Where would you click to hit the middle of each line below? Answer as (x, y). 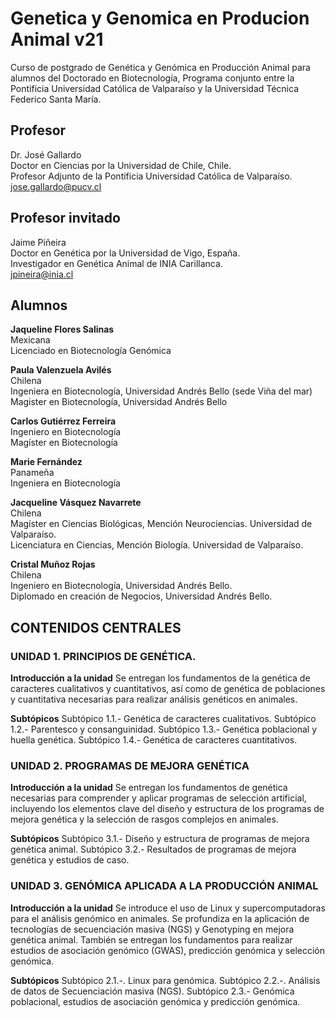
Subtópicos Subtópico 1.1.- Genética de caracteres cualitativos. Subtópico (163, 719)
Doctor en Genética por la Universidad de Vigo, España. (125, 253)
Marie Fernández (46, 462)
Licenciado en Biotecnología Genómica (91, 351)
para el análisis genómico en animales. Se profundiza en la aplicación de (160, 918)
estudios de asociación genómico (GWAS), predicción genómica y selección (168, 950)
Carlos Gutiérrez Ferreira (63, 421)
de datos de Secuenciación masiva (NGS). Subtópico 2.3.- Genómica (152, 991)
